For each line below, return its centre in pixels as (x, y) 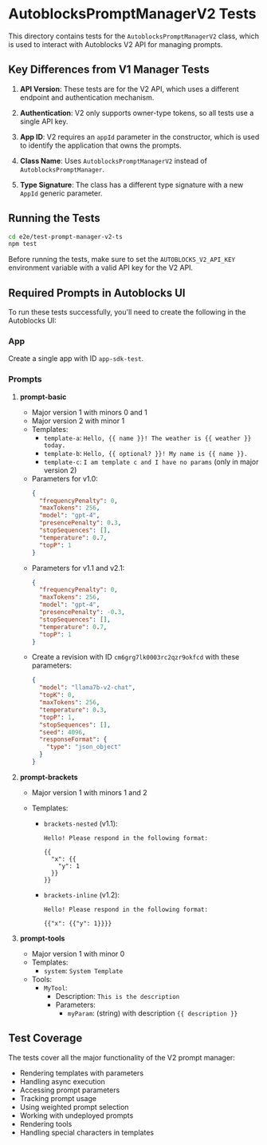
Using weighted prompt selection (74, 1107)
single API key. (44, 121)
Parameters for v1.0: (65, 478)
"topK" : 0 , (57, 695)
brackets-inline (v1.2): (82, 894)
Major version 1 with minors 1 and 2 (89, 792)
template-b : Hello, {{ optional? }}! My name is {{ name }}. (146, 453)
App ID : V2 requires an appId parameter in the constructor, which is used (139, 137)
